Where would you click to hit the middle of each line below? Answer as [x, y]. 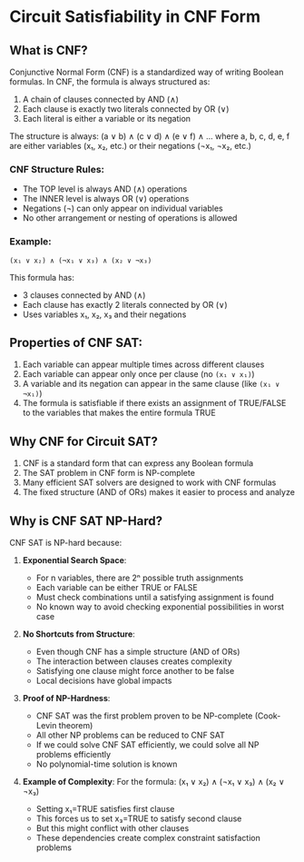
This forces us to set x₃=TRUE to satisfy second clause [139, 818]
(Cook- [268, 716]
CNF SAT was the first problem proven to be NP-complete [144, 716]
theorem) [76, 726]
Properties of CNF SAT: [76, 342]
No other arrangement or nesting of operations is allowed [130, 218]
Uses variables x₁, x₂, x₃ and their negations [104, 314]
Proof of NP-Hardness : [66, 699]
